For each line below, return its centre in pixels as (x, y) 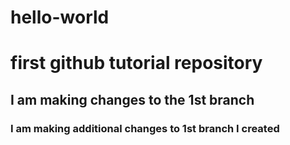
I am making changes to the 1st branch (132, 99)
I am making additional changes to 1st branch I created (145, 128)
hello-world (60, 17)
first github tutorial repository (136, 63)
